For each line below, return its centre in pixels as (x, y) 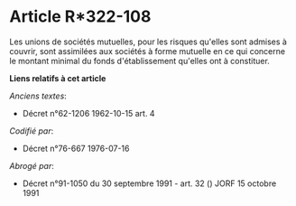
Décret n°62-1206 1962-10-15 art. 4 (88, 113)
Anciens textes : (38, 96)
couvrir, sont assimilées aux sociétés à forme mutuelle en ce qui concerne (148, 51)
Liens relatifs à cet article (58, 78)
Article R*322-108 (80, 17)
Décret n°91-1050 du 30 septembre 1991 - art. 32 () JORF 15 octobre (149, 183)
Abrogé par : (32, 165)
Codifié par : (32, 131)
